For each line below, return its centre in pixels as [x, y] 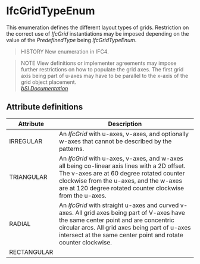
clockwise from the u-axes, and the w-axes [121, 181]
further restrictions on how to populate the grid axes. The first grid [102, 69]
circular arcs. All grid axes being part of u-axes [125, 227]
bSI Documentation [44, 88]
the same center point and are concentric [116, 220]
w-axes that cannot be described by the [115, 141]
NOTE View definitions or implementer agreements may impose [99, 63]
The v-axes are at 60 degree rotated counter [122, 173]
